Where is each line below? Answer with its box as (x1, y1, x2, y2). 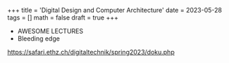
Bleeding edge (17, 34, 60, 43)
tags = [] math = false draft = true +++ (7, 13, 118, 22)
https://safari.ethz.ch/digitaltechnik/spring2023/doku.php (7, 48, 175, 56)
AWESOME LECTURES (17, 27, 83, 35)
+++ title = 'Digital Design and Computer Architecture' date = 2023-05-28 (7, 6, 222, 14)
